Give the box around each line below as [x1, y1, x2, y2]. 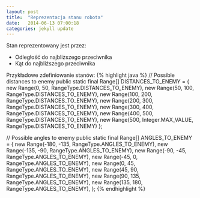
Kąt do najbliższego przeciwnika [14, 60, 95, 67]
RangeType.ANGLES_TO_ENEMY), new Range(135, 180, [6, 179, 143, 186]
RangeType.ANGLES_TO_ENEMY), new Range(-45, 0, [6, 154, 138, 161]
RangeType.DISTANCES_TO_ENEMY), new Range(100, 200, [6, 91, 153, 98]
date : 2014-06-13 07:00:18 [6, 20, 79, 26]
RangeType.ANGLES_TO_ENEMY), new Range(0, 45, [6, 160, 136, 167]
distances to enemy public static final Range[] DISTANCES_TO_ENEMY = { [6, 78, 190, 85]
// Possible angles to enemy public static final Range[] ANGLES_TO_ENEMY [6, 134, 193, 142]
